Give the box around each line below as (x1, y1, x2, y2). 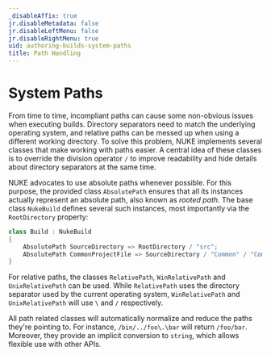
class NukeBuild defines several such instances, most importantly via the (8, 203, 250, 213)
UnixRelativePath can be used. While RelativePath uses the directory (8, 281, 240, 290)
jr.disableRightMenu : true (8, 34, 99, 43)
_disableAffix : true (8, 11, 78, 20)
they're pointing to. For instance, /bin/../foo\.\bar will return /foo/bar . (8, 322, 248, 332)
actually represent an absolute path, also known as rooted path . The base (8, 194, 253, 204)
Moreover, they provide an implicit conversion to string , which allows (8, 331, 240, 340)
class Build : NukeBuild (8, 228, 92, 236)
